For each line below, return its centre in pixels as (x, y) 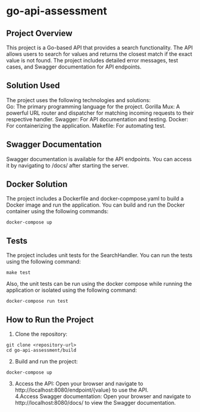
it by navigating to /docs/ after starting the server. (68, 165)
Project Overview (39, 33)
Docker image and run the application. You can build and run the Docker (95, 205)
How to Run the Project (50, 320)
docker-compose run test (37, 301)
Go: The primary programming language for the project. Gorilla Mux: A (93, 106)
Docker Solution (37, 184)
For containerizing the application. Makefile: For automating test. (86, 126)
